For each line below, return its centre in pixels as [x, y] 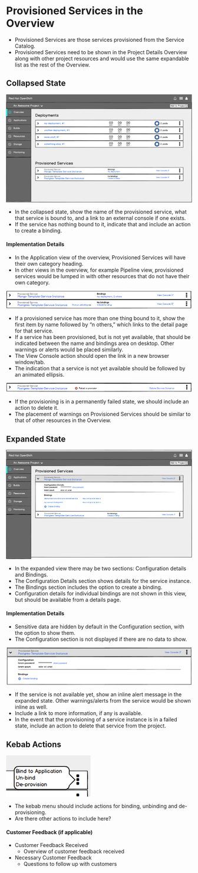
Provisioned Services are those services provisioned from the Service [99, 39]
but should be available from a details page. [68, 600]
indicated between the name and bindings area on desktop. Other [95, 343]
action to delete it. [37, 408]
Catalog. [25, 46]
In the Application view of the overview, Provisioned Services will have [100, 257]
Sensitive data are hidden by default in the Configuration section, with [99, 627]
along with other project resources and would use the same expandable [102, 58]
